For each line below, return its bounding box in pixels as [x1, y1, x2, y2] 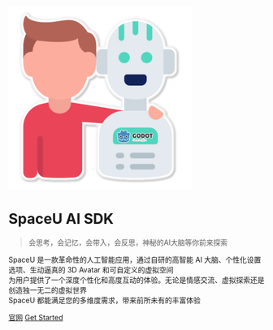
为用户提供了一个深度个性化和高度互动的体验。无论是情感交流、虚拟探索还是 [8, 275, 265, 285]
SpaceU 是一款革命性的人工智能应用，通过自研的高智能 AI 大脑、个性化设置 [8, 255, 262, 264]
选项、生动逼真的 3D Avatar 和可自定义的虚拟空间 [8, 264, 174, 274]
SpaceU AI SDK [8, 210, 114, 229]
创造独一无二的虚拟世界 [8, 285, 87, 294]
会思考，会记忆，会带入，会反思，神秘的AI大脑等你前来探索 [28, 238, 228, 247]
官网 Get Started [8, 312, 63, 322]
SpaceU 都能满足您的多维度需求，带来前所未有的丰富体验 [8, 295, 201, 305]
